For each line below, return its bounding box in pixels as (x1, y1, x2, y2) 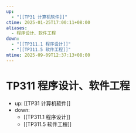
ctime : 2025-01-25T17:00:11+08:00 (6, 19, 91, 25)
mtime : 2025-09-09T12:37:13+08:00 (6, 52, 91, 58)
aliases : (6, 25, 28, 31)
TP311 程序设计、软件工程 (6, 79, 130, 93)
